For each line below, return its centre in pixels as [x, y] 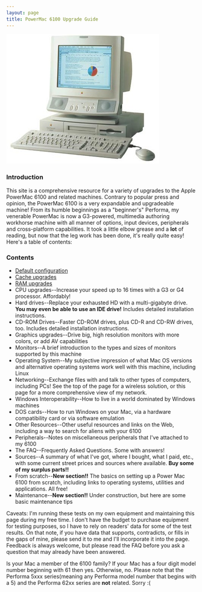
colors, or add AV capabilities [52, 341]
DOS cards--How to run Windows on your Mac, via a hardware [93, 412]
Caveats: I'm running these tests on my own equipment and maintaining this [100, 513]
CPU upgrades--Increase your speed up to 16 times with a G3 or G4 [99, 290]
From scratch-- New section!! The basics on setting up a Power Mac [100, 476]
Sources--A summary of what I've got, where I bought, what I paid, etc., [104, 457]
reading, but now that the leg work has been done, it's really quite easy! [95, 235]
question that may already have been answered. [66, 552]
